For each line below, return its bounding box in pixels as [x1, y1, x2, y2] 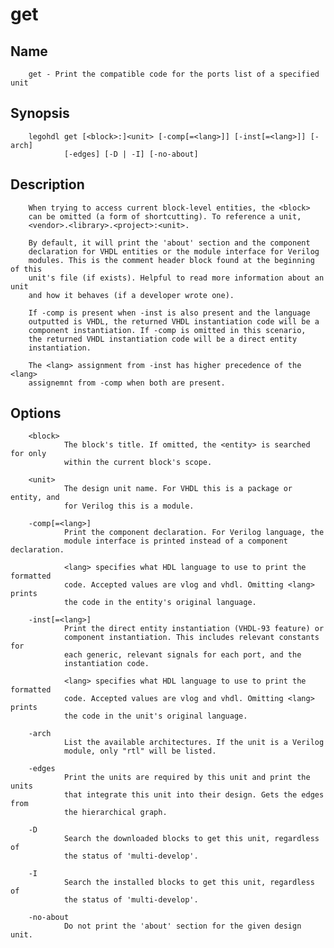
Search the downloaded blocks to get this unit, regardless [63, 834, 320, 844]
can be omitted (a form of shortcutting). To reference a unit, [28, 211, 302, 222]
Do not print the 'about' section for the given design [63, 921, 302, 932]
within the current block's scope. [63, 458, 213, 468]
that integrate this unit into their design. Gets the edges [63, 790, 325, 800]
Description [10, 176, 85, 193]
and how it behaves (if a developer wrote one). [28, 290, 235, 300]
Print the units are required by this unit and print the [63, 773, 311, 783]
